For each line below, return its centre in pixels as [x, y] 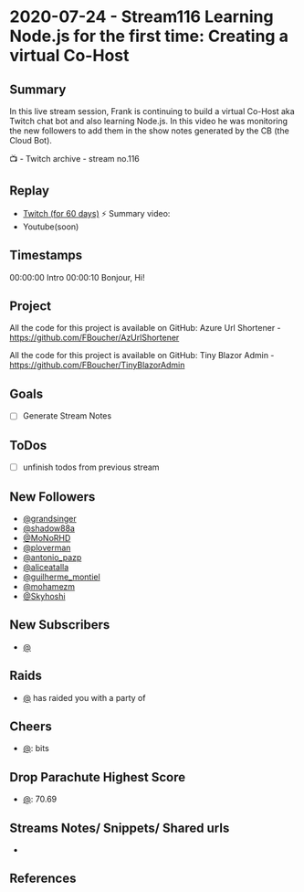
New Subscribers [60, 625]
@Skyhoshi [44, 596]
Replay [30, 191]
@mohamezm [49, 586]
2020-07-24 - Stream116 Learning [142, 17]
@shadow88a [49, 528]
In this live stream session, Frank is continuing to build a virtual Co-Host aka [152, 111]
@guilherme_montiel [61, 577]
